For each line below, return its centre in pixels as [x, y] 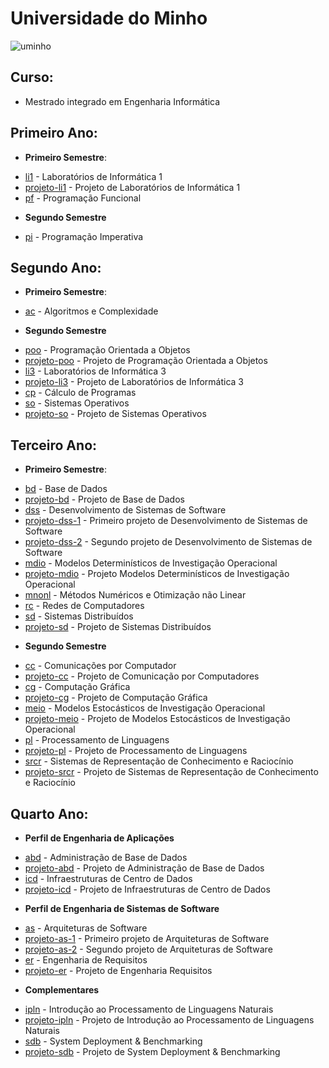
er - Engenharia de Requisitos [86, 960]
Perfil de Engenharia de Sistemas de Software [122, 908]
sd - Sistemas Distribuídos [79, 616]
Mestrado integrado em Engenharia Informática [122, 101]
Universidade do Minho [109, 18]
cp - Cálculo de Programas [80, 393]
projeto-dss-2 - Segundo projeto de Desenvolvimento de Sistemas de [168, 542]
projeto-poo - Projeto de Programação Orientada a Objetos [146, 361]
